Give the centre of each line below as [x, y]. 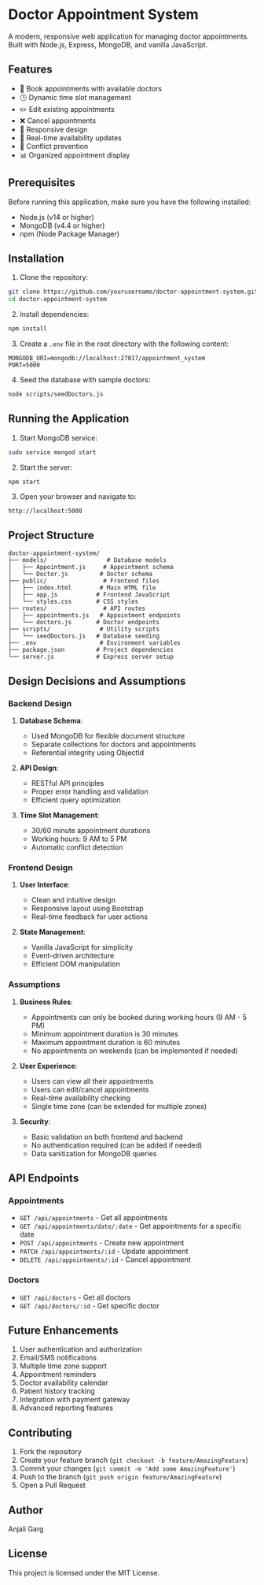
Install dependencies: [54, 314]
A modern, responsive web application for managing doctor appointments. [128, 36]
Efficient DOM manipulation [75, 964]
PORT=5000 [24, 365]
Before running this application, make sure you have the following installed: [130, 202]
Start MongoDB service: [59, 437]
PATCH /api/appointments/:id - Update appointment [104, 1252]
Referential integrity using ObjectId [88, 752]
